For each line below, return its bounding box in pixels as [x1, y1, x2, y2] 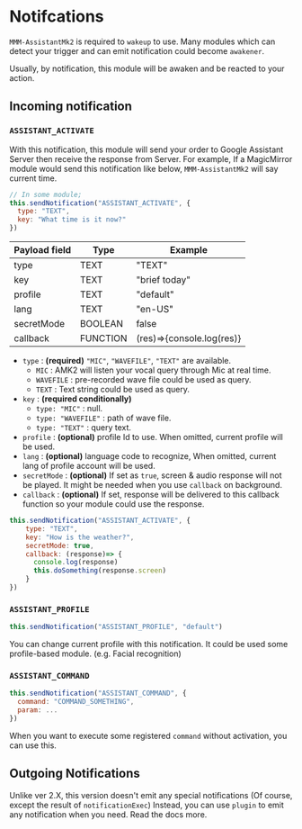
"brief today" [136, 274, 191, 285]
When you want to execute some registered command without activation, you [9, 730, 288, 741]
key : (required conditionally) [22, 393, 132, 404]
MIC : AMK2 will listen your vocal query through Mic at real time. [35, 365, 271, 375]
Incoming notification [9, 99, 133, 114]
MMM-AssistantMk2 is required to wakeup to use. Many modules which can [9, 36, 276, 47]
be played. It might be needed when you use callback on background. [22, 480, 283, 490]
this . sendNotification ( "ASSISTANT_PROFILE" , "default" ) [9, 623, 223, 632]
